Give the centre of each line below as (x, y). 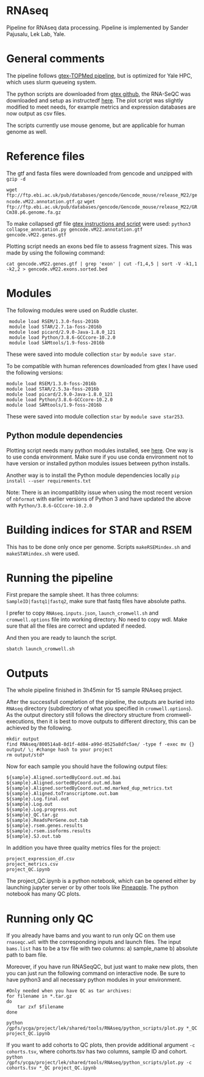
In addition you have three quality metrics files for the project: (84, 848)
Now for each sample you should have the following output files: (87, 766)
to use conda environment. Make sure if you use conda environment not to (100, 457)
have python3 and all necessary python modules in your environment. (94, 980)
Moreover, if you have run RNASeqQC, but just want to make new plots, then (102, 967)
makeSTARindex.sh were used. (43, 553)
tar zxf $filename (40, 1007)
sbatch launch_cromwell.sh (40, 649)
